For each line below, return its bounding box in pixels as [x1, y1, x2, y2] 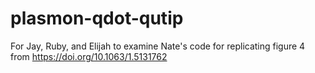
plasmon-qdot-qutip [10, 7, 184, 30]
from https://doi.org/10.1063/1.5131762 [10, 50, 168, 62]
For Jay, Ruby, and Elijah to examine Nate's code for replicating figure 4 [10, 40, 306, 52]
